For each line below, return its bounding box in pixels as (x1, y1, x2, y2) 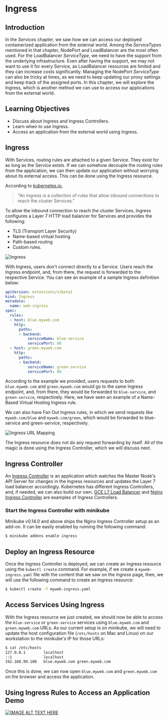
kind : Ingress (5, 294, 35, 299)
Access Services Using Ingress (5, 601, 105, 609)
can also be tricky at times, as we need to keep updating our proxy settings (5, 74, 160, 80)
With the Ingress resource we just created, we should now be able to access (5, 614, 163, 620)
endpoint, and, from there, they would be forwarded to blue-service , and (5, 389, 156, 395)
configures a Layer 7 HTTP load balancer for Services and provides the (5, 213, 152, 219)
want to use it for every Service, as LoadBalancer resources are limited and (5, 64, 160, 69)
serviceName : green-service (27, 364, 86, 370)
